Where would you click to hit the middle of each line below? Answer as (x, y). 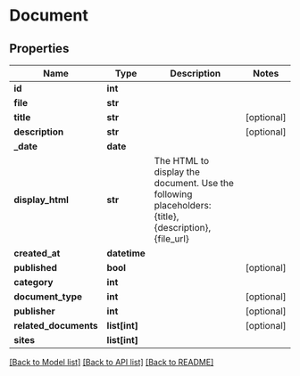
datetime (126, 253)
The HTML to (182, 161)
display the (177, 172)
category (33, 282)
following (173, 194)
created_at (37, 253)
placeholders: (183, 205)
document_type (48, 297)
